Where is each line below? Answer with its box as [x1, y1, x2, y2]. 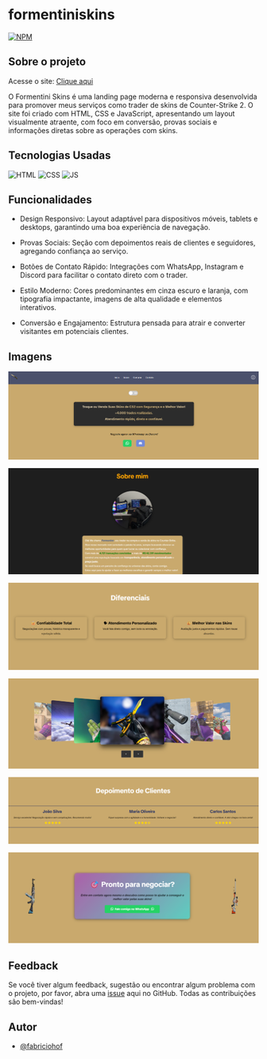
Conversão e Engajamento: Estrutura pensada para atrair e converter [19, 318, 246, 328]
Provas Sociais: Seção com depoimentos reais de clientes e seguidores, [19, 238, 256, 248]
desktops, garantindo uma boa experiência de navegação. [19, 222, 211, 232]
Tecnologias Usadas [8, 149, 111, 163]
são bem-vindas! [8, 997, 64, 1006]
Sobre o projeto [8, 55, 86, 69]
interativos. [19, 303, 57, 313]
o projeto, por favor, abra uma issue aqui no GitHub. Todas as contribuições [8, 989, 257, 998]
